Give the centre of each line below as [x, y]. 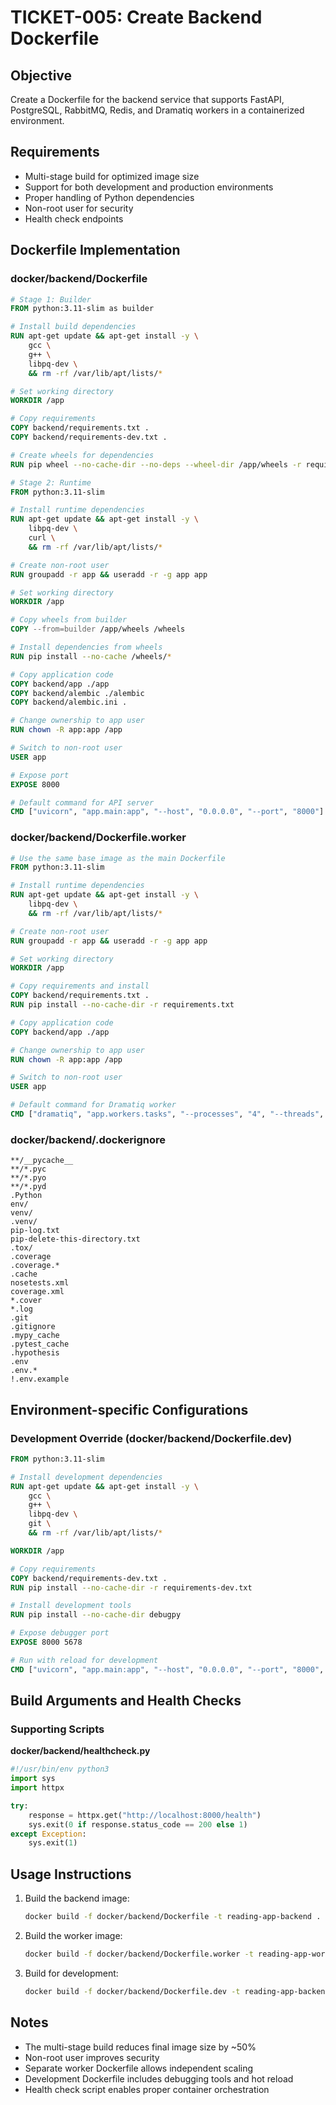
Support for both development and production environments [149, 187]
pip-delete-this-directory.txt [75, 1239]
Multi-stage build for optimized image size [112, 176]
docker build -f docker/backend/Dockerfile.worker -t [139, 1954]
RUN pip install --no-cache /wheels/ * [91, 656]
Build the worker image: [73, 1936]
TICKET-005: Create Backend [136, 17]
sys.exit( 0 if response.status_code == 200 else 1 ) [138, 1824]
